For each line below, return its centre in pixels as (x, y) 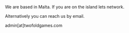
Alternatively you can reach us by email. (45, 16)
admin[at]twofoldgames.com (34, 25)
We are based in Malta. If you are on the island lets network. (65, 7)
